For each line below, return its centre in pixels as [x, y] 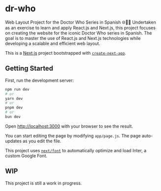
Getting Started [29, 69]
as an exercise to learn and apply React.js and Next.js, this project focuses [80, 28]
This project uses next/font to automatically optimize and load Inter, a [76, 150]
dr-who [20, 9]
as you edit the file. [42, 141]
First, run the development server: [40, 80]
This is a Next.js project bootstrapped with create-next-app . [66, 53]
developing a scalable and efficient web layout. [53, 43]
